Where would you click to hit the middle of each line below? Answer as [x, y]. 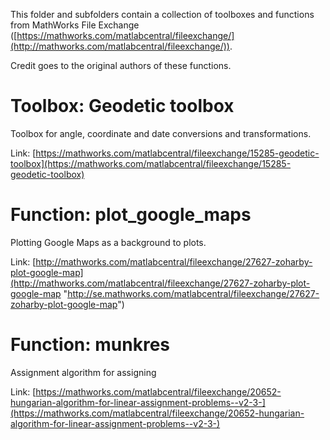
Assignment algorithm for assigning [83, 372]
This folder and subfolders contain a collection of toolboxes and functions [162, 14]
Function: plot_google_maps [131, 215]
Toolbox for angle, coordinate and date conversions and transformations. [161, 133]
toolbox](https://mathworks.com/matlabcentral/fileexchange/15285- [151, 163]
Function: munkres [90, 345]
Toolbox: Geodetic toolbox [122, 106]
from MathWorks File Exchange [75, 25]
